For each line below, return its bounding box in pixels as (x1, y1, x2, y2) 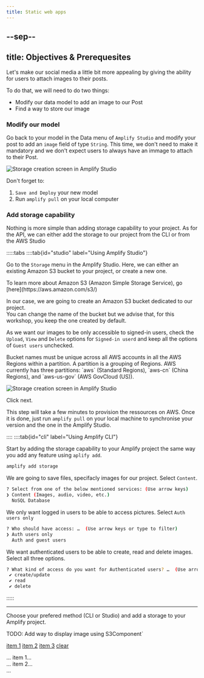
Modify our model (6, 120, 60, 129)
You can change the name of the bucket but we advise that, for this (6, 310, 175, 318)
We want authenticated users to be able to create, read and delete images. (6, 548, 193, 555)
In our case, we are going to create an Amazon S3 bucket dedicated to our (6, 298, 193, 305)
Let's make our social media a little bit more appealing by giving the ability (6, 68, 191, 76)
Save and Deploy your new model (15, 189, 98, 196)
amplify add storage (6, 463, 59, 469)
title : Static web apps (6, 9, 67, 15)
